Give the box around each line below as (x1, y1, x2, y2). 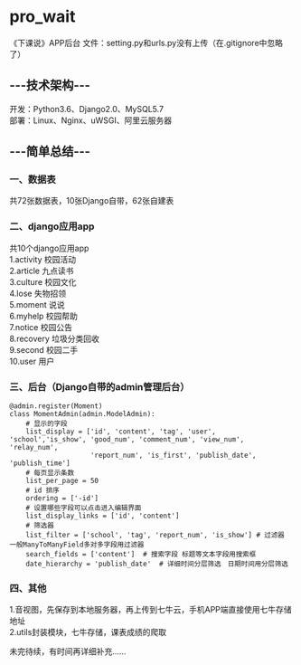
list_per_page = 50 (25, 477, 99, 486)
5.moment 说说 (9, 299, 65, 309)
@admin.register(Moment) (9, 402, 103, 411)
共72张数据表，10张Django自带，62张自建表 (9, 195, 174, 206)
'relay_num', (9, 443, 59, 452)
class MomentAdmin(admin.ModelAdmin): (9, 410, 155, 419)
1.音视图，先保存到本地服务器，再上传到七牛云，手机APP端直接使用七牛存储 (9, 604, 292, 615)
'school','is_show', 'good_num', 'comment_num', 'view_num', (9, 435, 245, 444)
